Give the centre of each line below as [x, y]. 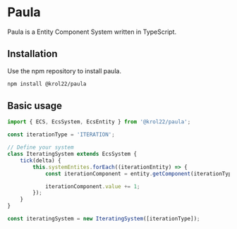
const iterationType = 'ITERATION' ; [61, 135]
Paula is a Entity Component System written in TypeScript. [92, 32]
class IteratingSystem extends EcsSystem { [72, 154]
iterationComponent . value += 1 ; [92, 186]
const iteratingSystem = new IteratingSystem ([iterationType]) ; [104, 219]
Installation [32, 54]
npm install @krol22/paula [47, 84]
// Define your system [41, 148]
